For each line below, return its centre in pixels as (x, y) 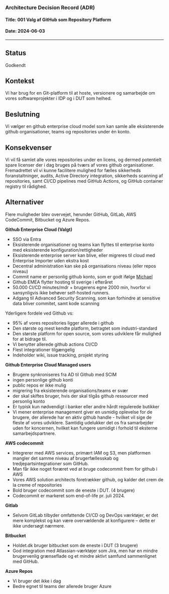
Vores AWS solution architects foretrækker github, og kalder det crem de (88, 479)
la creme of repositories (37, 485)
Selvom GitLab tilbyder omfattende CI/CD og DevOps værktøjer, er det (85, 515)
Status (16, 53)
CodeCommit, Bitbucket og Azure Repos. (48, 219)
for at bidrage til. (30, 339)
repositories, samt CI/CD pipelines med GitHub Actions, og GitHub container (84, 181)
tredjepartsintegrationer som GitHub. (51, 463)
